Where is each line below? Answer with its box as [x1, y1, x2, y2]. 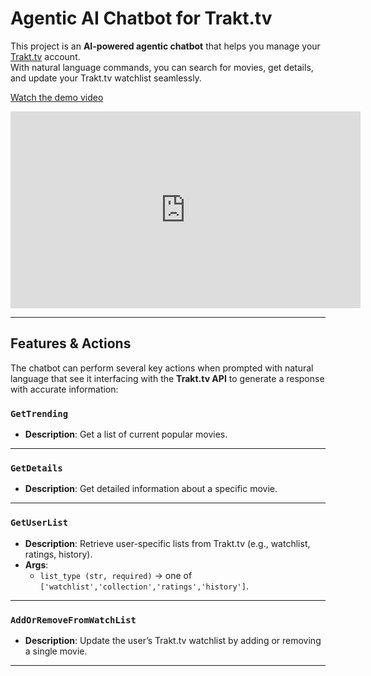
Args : [24, 558, 49, 571]
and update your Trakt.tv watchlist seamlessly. [10, 72, 202, 84]
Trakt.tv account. [10, 50, 81, 62]
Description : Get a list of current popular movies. [24, 428, 228, 441]
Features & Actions [10, 335, 132, 352]
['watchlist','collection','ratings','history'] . [39, 580, 249, 592]
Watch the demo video [10, 91, 104, 103]
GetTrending [10, 408, 69, 419]
